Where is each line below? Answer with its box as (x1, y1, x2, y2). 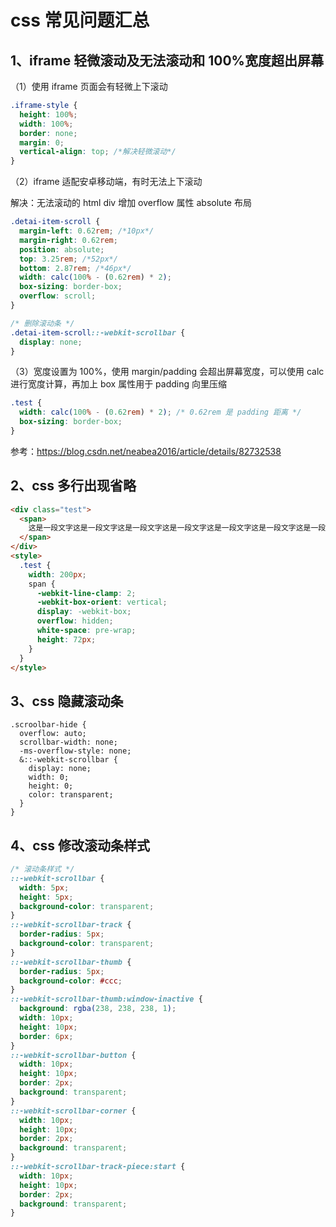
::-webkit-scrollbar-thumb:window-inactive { (10, 994, 203, 1005)
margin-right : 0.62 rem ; (19, 235, 118, 245)
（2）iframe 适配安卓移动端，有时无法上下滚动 (10, 176, 203, 188)
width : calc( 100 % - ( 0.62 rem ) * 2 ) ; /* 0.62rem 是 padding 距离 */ (19, 407, 302, 418)
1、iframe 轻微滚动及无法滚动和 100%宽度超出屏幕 (10, 52, 324, 69)
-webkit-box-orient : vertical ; (36, 597, 168, 608)
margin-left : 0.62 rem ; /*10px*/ (19, 226, 155, 236)
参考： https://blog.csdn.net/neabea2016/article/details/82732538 (10, 445, 282, 457)
